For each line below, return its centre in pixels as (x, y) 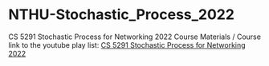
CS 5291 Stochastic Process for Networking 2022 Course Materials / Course (134, 37)
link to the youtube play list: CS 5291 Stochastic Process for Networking (127, 45)
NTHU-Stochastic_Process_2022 (122, 15)
